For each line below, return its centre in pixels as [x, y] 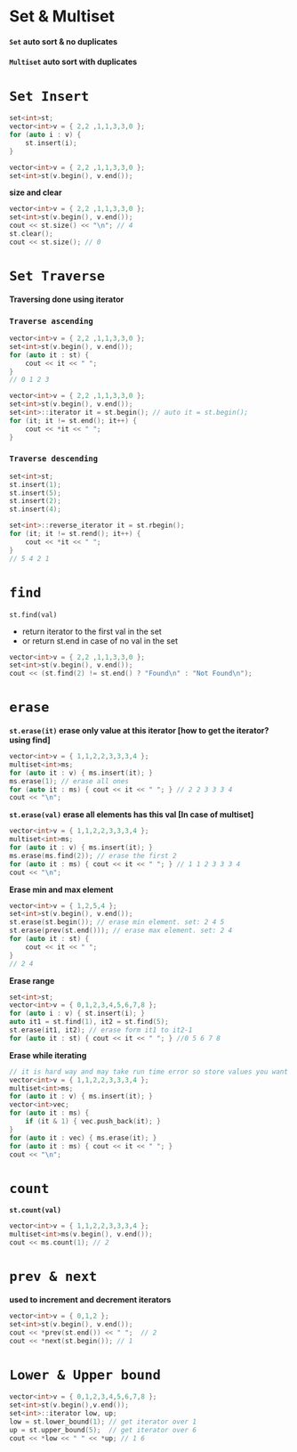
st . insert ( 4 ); [36, 509]
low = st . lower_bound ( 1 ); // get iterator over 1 [103, 1422]
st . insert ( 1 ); [36, 484]
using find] [30, 740]
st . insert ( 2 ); [36, 501]
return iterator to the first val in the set [92, 631]
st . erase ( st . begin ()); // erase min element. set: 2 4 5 [117, 922]
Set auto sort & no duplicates [64, 41]
